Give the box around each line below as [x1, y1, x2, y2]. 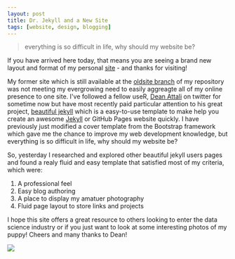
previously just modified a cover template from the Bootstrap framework [7, 122, 216, 131]
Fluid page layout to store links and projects [17, 202, 144, 210]
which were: [7, 166, 43, 175]
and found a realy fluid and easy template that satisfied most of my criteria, [7, 158, 224, 167]
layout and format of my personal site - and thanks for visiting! [7, 64, 188, 72]
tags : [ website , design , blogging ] [7, 23, 112, 30]
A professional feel [17, 179, 72, 188]
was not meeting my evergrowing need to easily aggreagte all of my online [7, 85, 223, 94]
